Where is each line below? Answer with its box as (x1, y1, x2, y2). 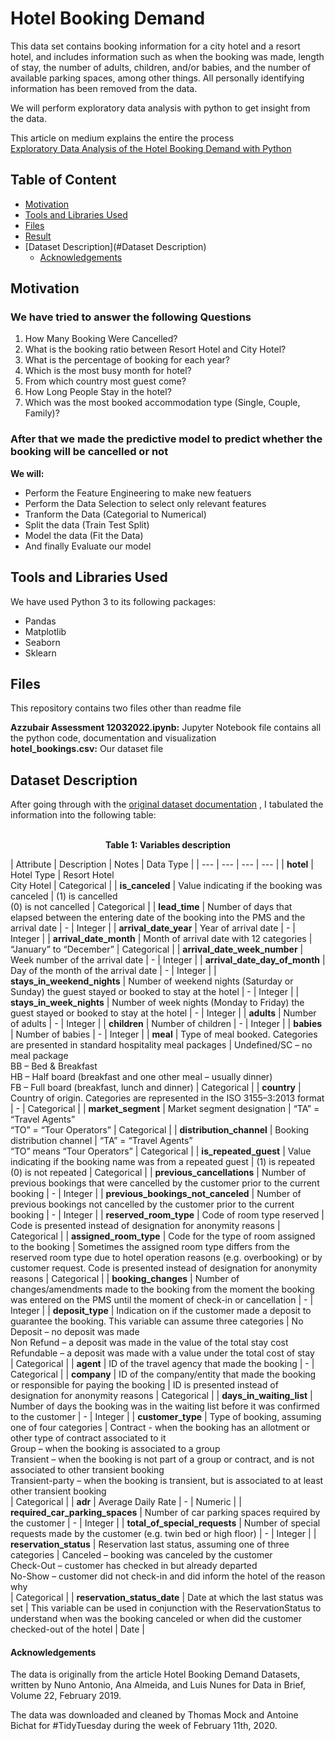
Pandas (24, 615, 57, 627)
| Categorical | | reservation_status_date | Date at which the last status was (10, 1592, 324, 1604)
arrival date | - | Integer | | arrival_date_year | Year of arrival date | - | (10, 922, 296, 934)
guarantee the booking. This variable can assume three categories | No (10, 1315, 304, 1327)
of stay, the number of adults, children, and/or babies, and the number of (10, 61, 312, 73)
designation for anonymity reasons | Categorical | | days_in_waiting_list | (10, 1390, 313, 1402)
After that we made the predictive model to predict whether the (10, 432, 323, 446)
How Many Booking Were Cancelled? (24, 333, 178, 345)
